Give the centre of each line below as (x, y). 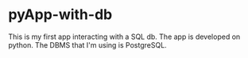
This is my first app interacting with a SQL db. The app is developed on (124, 37)
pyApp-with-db (60, 15)
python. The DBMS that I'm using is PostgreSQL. (87, 44)
